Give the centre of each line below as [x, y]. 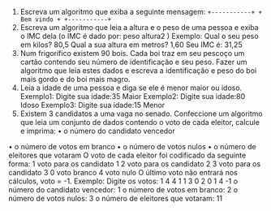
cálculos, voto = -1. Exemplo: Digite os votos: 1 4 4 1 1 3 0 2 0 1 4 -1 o [123, 181]
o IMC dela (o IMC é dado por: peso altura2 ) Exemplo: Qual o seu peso [139, 36]
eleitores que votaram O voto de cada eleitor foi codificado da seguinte [127, 155]
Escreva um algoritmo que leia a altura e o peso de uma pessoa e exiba [139, 27]
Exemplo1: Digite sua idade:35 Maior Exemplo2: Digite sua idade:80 [133, 96]
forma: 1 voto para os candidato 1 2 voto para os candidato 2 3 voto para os [135, 164]
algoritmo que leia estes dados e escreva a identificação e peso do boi [138, 71]
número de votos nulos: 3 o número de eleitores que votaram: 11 [116, 198]
